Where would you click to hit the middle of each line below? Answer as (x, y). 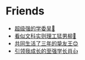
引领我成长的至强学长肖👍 (46, 51)
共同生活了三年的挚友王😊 (46, 43)
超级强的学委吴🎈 (35, 28)
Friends (25, 11)
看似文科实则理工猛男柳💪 (45, 36)
